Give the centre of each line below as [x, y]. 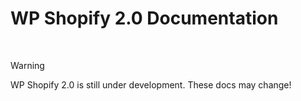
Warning [27, 65]
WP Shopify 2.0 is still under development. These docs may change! [151, 84]
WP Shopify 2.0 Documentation [144, 18]
